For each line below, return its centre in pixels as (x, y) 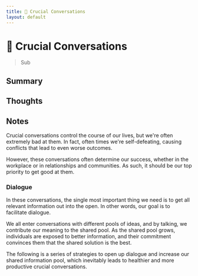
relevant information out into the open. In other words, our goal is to (88, 206)
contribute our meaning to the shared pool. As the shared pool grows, (91, 230)
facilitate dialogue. (29, 212)
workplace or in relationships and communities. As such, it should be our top (99, 166)
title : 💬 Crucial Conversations (46, 11)
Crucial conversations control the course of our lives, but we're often (90, 136)
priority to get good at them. (40, 172)
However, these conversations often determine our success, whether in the (97, 159)
